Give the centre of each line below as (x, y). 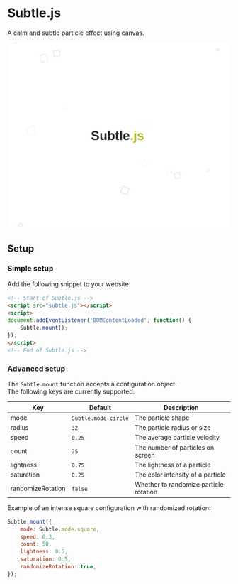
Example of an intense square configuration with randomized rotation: (109, 508)
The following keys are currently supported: (71, 391)
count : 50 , (36, 544)
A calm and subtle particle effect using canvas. (76, 33)
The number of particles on (174, 447)
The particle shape (162, 418)
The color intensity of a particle (180, 475)
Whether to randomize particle (179, 485)
